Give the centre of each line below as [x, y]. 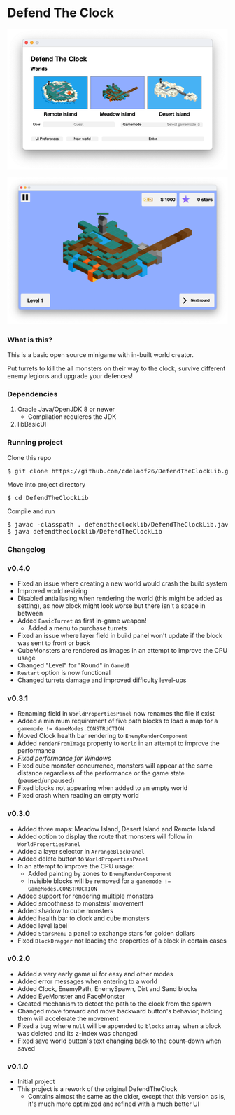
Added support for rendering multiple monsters [85, 896]
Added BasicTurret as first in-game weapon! [82, 621]
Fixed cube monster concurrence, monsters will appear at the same [115, 766]
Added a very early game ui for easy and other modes [95, 974]
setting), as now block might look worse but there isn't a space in [111, 605]
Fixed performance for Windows [64, 759]
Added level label [42, 925]
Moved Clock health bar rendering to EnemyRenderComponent [102, 736]
